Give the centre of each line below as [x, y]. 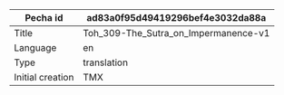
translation [106, 62]
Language [35, 47]
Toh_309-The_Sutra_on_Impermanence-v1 [176, 33]
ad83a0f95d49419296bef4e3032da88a [176, 18]
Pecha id [44, 18]
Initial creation [44, 77]
